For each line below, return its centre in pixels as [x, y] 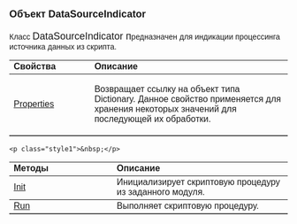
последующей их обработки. [152, 119]
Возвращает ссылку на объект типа [167, 89]
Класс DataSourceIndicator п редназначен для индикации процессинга [145, 36]
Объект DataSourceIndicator [77, 14]
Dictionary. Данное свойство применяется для [187, 99]
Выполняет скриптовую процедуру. [187, 205]
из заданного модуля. [161, 192]
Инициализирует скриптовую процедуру [198, 182]
